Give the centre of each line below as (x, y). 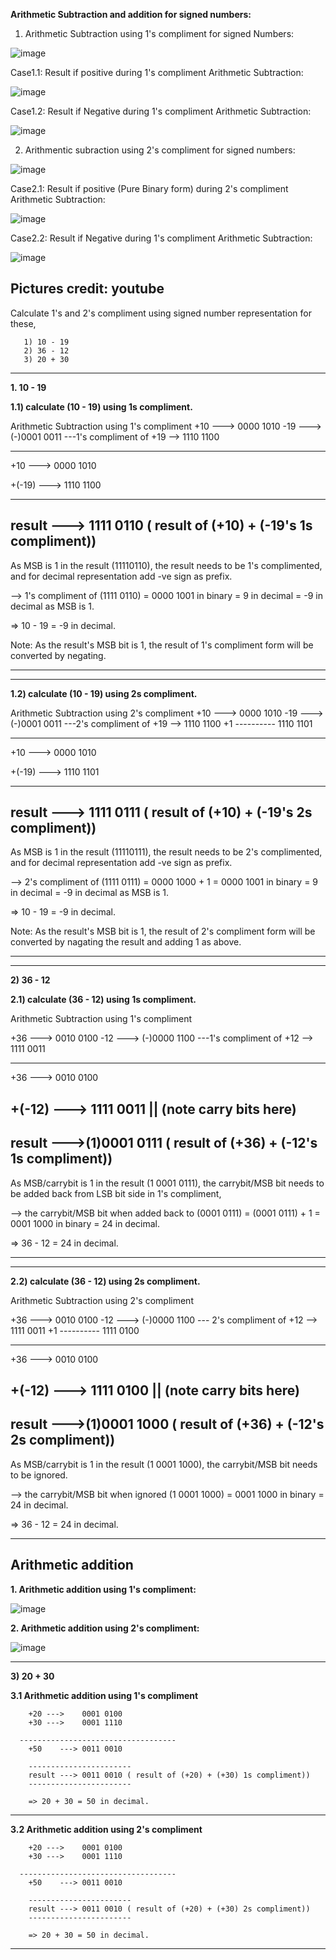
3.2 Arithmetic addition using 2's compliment (106, 1829)
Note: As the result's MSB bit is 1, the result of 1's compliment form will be (162, 645)
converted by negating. (58, 655)
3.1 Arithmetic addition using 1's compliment (104, 1695)
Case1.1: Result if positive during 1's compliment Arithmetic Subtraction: (157, 72)
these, (23, 323)
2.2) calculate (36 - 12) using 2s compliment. (105, 1281)
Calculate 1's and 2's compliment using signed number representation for (161, 313)
